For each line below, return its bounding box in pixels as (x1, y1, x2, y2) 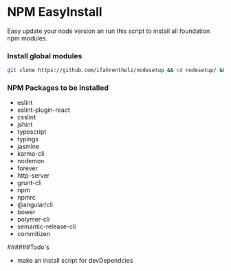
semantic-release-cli (16, 222, 76, 231)
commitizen (16, 230, 51, 238)
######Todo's (7, 243, 49, 251)
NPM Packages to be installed (7, 83, 109, 93)
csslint (16, 113, 36, 121)
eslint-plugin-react (16, 106, 70, 114)
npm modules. (7, 34, 48, 42)
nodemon (16, 157, 45, 165)
